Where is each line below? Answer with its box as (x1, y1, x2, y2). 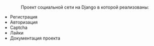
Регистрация (9, 14, 38, 19)
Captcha (9, 24, 28, 30)
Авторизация (9, 19, 38, 25)
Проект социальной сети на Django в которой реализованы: (20, 4, 150, 10)
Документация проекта (9, 35, 61, 41)
